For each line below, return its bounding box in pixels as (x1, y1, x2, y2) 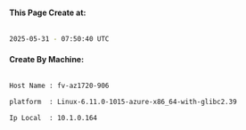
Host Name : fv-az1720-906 (9, 81, 110, 91)
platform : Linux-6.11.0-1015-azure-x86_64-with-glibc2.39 (9, 98, 238, 107)
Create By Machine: (9, 53, 85, 64)
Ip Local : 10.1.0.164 (9, 114, 98, 123)
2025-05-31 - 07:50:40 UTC (9, 35, 110, 44)
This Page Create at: (9, 7, 86, 18)
